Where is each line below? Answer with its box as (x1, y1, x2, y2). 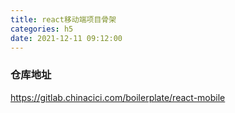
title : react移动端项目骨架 (10, 14, 117, 25)
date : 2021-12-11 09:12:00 (10, 33, 123, 43)
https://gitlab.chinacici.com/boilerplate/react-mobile (10, 91, 226, 103)
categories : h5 (10, 24, 74, 34)
